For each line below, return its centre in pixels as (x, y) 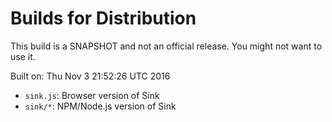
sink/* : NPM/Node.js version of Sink (100, 106)
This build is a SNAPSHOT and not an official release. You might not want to (166, 46)
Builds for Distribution (103, 18)
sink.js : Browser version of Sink (92, 95)
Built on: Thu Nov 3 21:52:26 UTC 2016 (90, 76)
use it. (23, 56)
